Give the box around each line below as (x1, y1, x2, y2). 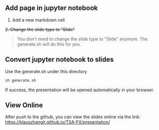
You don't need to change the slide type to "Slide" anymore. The (17, 36, 148, 42)
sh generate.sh (5, 78, 36, 83)
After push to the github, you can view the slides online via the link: (5, 114, 141, 120)
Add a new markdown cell (12, 17, 65, 23)
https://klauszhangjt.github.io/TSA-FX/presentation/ (5, 119, 110, 125)
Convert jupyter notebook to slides (5, 55, 114, 64)
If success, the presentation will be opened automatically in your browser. (5, 87, 155, 93)
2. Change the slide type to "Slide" (5, 26, 75, 32)
